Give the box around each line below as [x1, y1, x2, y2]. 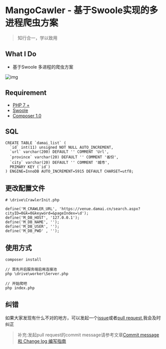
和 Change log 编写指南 [17, 338, 66, 344]
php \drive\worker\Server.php [5, 271, 69, 276]
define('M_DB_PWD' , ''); [5, 228, 59, 234]
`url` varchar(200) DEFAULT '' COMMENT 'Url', [10, 149, 109, 154]
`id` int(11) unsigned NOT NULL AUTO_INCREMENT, [10, 145, 114, 150]
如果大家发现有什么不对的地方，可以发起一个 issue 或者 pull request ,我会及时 [5, 315, 161, 321]
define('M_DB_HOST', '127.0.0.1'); [5, 215, 80, 220]
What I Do [5, 50, 37, 59]
